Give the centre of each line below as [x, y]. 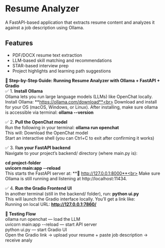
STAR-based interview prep [40, 65]
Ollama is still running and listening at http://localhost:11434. [66, 178]
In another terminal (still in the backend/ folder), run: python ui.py [72, 194]
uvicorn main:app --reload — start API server [51, 224]
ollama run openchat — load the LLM [43, 219]
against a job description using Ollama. [45, 27]
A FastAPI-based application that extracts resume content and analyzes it [80, 22]
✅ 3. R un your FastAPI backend [38, 148]
